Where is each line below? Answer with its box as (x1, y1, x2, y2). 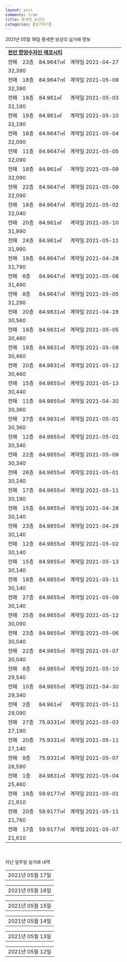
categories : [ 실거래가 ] (5, 21, 52, 27)
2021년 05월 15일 (8, 902, 52, 909)
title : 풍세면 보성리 (5, 17, 45, 22)
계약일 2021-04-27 (70, 59, 119, 66)
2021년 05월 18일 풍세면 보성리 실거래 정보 (5, 36, 91, 42)
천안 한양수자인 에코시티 (8, 49, 63, 56)
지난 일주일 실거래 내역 (5, 859, 50, 865)
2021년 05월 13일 (8, 933, 52, 940)
